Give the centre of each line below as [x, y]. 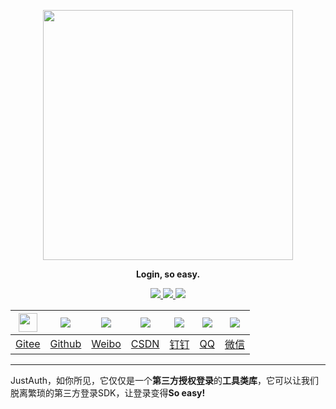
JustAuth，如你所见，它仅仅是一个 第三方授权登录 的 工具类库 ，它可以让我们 [165, 380]
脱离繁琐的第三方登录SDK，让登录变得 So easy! [108, 393]
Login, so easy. [168, 274]
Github [65, 343]
